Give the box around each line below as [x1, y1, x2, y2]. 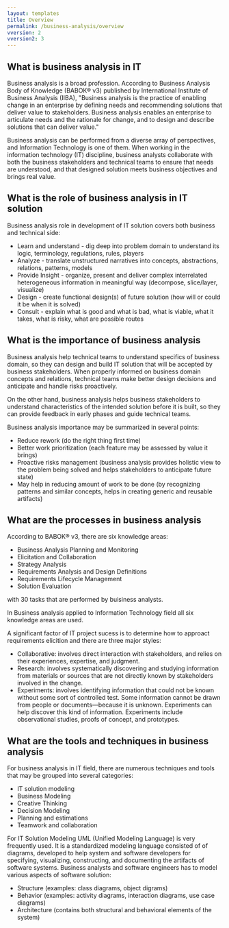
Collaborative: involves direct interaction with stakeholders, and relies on [16, 650, 222, 658]
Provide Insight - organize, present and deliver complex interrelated [16, 271, 208, 279]
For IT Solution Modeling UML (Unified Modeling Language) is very [7, 834, 196, 843]
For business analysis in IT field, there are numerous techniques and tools [7, 764, 215, 772]
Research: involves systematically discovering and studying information [16, 664, 219, 672]
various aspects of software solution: [7, 871, 111, 879]
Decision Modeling [16, 807, 70, 815]
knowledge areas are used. [7, 616, 84, 624]
